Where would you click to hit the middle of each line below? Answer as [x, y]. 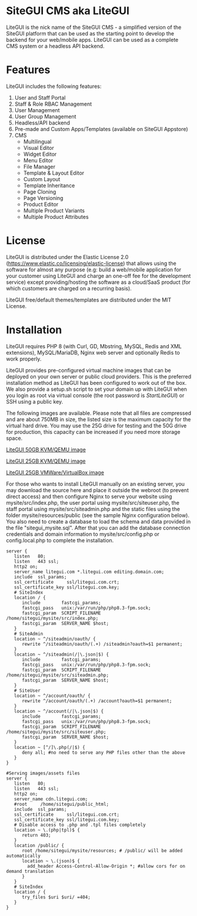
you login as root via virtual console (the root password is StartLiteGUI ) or [95, 395]
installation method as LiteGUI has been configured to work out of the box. [96, 382]
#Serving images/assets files [43, 773]
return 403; [36, 835]
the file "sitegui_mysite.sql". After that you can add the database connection [98, 528]
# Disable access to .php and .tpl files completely [80, 825]
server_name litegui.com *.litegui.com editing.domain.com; [89, 572]
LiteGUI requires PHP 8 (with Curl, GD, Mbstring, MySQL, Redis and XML [94, 346]
